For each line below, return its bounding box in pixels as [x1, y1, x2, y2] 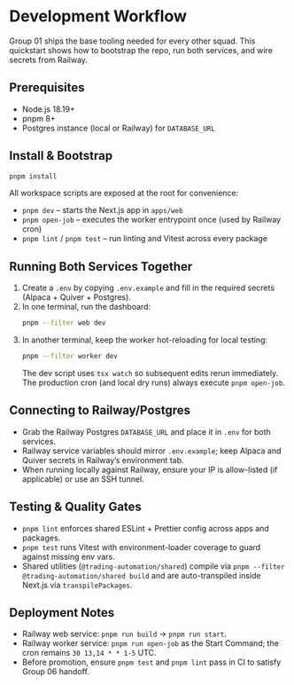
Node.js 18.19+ [21, 104, 75, 114]
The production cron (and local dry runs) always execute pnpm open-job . [21, 377, 286, 388]
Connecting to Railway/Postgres [9, 403, 191, 418]
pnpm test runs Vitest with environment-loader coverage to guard [21, 541, 261, 552]
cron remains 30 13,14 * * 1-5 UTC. [21, 648, 157, 658]
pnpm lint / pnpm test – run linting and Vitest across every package [21, 233, 268, 244]
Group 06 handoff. [21, 666, 90, 677]
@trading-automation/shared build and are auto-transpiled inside [21, 570, 261, 580]
